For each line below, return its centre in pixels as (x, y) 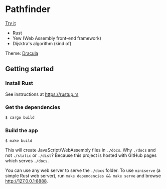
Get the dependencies (33, 107)
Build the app (22, 130)
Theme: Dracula (22, 53)
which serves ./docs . (27, 161)
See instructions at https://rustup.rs (42, 94)
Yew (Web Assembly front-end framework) (57, 38)
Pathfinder (28, 9)
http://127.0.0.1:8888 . (27, 181)
